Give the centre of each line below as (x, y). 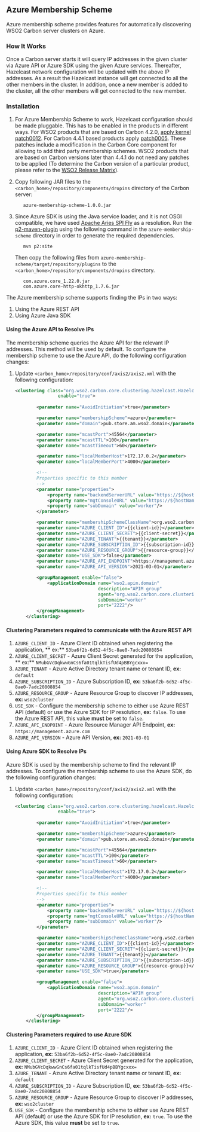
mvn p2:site (38, 247)
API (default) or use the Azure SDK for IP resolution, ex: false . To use (100, 712)
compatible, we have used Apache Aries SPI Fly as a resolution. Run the (103, 223)
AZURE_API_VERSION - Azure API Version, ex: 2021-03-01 (82, 737)
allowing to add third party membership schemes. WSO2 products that (102, 151)
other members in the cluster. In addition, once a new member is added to (97, 85)
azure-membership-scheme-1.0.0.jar (67, 206)
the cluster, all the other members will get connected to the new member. (96, 91)
